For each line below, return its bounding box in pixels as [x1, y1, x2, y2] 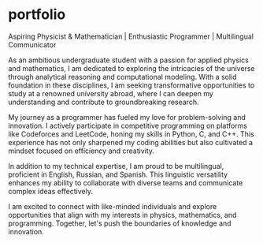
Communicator [8, 39, 57, 49]
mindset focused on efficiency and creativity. [8, 146, 155, 155]
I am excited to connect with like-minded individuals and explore [8, 201, 217, 211]
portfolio [8, 6, 66, 24]
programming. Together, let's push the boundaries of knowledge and [8, 219, 232, 228]
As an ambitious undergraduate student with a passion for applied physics [8, 55, 250, 65]
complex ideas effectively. [8, 186, 93, 196]
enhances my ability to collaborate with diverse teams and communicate [8, 178, 243, 187]
